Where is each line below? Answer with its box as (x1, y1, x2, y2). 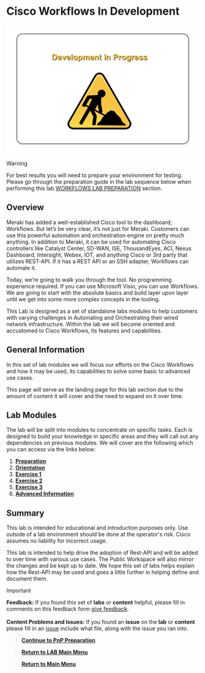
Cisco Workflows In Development (6, 4, 180, 18)
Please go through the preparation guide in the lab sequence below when (6, 178, 192, 185)
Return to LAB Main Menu (21, 649, 88, 656)
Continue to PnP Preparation (21, 637, 96, 644)
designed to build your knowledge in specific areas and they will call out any (6, 433, 199, 440)
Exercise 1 (15, 470, 42, 478)
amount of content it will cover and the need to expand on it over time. (6, 392, 184, 399)
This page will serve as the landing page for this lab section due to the (6, 386, 184, 393)
